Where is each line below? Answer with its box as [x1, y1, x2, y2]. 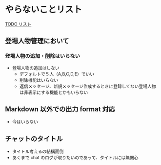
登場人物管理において [5, 37, 69, 45]
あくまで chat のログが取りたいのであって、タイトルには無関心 [12, 155, 139, 161]
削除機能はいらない [19, 77, 59, 83]
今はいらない [12, 119, 38, 125]
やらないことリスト [5, 4, 82, 15]
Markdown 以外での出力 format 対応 [5, 105, 116, 114]
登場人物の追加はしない [12, 65, 60, 71]
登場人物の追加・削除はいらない [5, 53, 80, 60]
